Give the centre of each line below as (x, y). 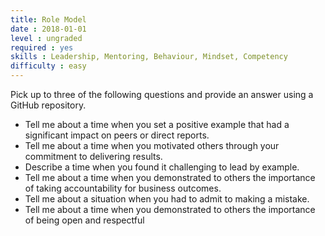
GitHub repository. (48, 105)
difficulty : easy (48, 66)
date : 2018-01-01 (48, 29)
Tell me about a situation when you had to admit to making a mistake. (167, 199)
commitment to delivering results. (93, 156)
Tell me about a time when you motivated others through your (152, 145)
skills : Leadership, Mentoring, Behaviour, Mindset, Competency (149, 57)
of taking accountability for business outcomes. (123, 188)
